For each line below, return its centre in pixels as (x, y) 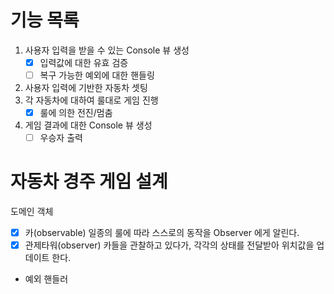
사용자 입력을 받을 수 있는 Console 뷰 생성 (107, 50)
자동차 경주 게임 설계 (89, 182)
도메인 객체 (32, 212)
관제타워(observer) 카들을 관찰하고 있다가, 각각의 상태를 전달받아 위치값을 (169, 245)
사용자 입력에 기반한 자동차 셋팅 (86, 88)
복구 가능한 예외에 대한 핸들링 (97, 75)
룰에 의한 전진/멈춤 (76, 113)
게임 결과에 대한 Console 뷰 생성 (88, 125)
